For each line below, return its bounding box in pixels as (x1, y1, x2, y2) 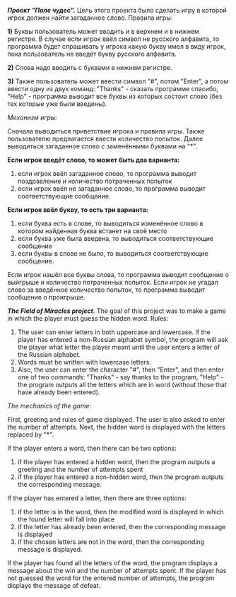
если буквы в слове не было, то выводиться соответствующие (17, 249, 208, 257)
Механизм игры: (7, 113, 58, 122)
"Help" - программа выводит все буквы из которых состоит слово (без (7, 92, 223, 100)
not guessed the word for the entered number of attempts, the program (7, 574, 215, 582)
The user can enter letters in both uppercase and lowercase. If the (17, 328, 211, 336)
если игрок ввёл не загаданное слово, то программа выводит (17, 184, 206, 193)
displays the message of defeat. (7, 581, 101, 589)
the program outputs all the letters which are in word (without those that (17, 381, 228, 389)
